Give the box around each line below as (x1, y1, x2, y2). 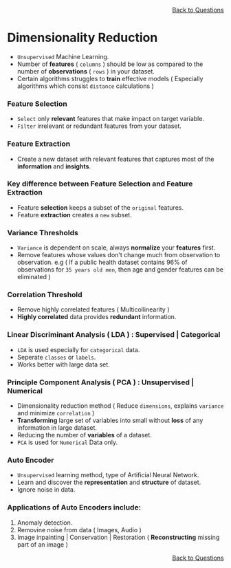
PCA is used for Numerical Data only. (16, 438, 118, 446)
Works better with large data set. (16, 360, 110, 369)
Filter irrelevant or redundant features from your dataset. (16, 122, 182, 130)
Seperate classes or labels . (16, 353, 96, 361)
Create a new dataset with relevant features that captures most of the (16, 155, 214, 163)
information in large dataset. (16, 424, 98, 432)
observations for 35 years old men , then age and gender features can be (16, 265, 223, 274)
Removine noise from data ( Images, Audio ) (16, 525, 142, 534)
